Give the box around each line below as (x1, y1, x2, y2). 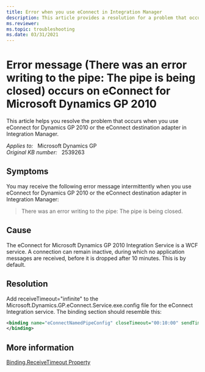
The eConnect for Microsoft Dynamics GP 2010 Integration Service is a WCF (6, 241, 198, 248)
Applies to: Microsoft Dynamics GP (6, 142, 97, 150)
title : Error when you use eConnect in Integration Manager (6, 9, 163, 15)
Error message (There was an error (6, 58, 187, 72)
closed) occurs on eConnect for (6, 84, 171, 98)
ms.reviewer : (6, 20, 40, 26)
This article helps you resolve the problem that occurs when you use (6, 117, 179, 125)
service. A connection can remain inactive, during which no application (6, 248, 185, 255)
